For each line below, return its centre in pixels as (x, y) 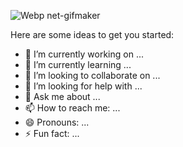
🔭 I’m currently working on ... (84, 54)
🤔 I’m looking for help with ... (83, 86)
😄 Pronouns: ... (57, 122)
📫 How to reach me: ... (72, 108)
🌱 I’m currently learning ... (78, 64)
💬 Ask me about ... (62, 96)
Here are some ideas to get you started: (92, 34)
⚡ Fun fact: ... (52, 133)
